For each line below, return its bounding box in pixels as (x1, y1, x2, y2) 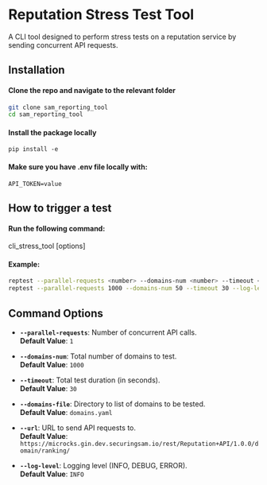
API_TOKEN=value (8, 180, 62, 188)
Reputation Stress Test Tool (8, 6, 195, 24)
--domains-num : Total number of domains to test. (19, 351, 177, 361)
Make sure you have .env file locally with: (8, 162, 149, 172)
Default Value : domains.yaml (19, 408, 113, 417)
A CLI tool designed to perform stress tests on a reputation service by (8, 32, 237, 41)
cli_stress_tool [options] (8, 241, 86, 251)
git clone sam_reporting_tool (8, 103, 109, 111)
